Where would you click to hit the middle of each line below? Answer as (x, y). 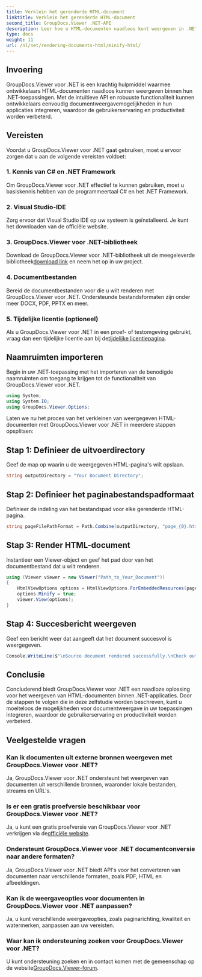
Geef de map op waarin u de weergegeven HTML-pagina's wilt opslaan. (95, 465)
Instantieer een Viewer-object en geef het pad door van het (80, 560)
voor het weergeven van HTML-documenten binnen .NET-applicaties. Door (99, 696)
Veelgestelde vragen (46, 740)
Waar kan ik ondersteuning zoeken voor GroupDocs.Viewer (95, 941)
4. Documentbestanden (41, 277)
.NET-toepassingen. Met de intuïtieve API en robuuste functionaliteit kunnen (100, 97)
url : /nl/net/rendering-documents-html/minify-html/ (74, 46)
